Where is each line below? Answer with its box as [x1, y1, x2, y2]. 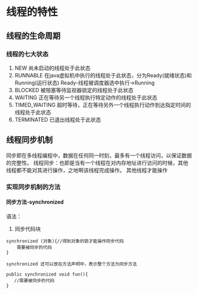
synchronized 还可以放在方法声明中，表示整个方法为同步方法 [6, 261, 137, 267]
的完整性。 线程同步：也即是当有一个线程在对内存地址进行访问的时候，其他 [6, 159, 189, 166]
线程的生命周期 [6, 31, 61, 41]
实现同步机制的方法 [6, 182, 61, 191]
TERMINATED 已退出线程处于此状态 [14, 116, 101, 123]
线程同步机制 [6, 135, 53, 145]
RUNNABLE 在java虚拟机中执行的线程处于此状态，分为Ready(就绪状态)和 [14, 71, 192, 79]
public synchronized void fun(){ [6, 271, 88, 277]
